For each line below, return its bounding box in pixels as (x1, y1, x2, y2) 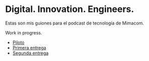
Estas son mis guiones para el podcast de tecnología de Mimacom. (5, 20, 144, 26)
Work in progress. (5, 29, 42, 35)
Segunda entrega (12, 50, 49, 56)
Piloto (12, 39, 25, 45)
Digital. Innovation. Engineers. (5, 3, 134, 15)
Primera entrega (12, 44, 46, 50)
